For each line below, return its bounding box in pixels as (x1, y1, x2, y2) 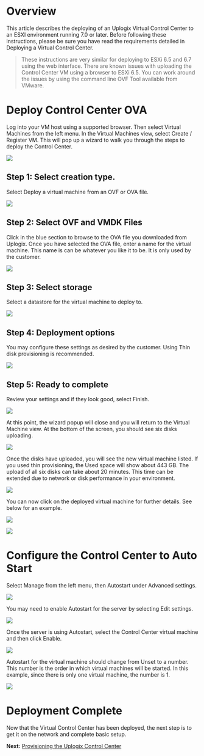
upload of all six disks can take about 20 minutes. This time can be (6, 468, 174, 475)
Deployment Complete (6, 704, 123, 718)
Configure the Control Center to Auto (6, 548, 197, 562)
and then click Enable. (6, 634, 62, 642)
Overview (6, 4, 57, 18)
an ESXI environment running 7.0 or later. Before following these (6, 31, 166, 38)
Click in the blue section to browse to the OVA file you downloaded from (6, 233, 188, 241)
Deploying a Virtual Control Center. (6, 44, 94, 51)
